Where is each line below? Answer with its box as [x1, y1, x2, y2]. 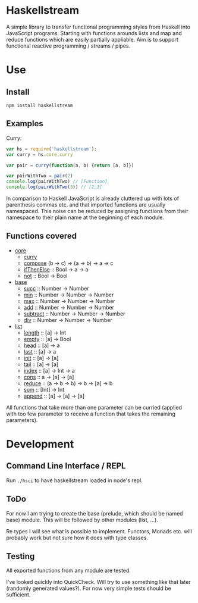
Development [6, 438, 74, 451]
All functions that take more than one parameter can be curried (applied [6, 404, 183, 411]
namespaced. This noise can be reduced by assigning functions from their [6, 208, 188, 214]
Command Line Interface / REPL [6, 461, 126, 471]
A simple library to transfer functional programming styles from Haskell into [6, 23, 191, 30]
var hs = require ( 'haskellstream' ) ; [6, 146, 97, 152]
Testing [6, 551, 35, 561]
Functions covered [6, 231, 77, 241]
